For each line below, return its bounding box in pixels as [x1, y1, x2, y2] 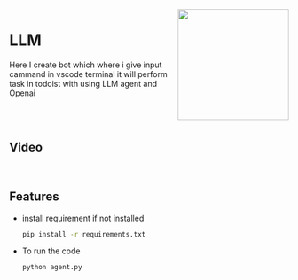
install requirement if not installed [21, 213, 145, 223]
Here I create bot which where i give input [9, 59, 162, 70]
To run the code [21, 245, 81, 256]
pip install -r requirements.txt [21, 229, 146, 238]
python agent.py [21, 263, 82, 272]
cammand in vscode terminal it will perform [9, 68, 168, 79]
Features [9, 190, 59, 205]
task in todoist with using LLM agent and [9, 78, 158, 89]
